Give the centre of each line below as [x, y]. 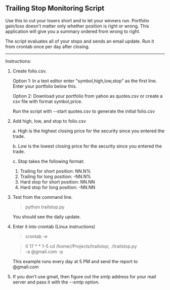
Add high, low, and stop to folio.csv [49, 121]
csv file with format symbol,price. [47, 101]
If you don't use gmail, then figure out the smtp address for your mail [84, 276]
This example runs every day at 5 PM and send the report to [75, 261]
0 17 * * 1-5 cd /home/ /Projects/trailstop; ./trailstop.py [81, 246]
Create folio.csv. [30, 71]
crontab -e [36, 236]
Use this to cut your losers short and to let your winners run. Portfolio [77, 20]
